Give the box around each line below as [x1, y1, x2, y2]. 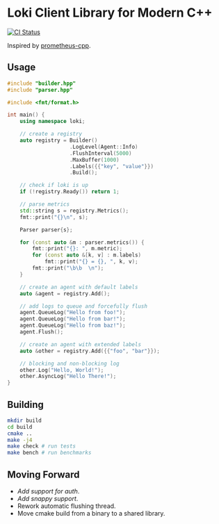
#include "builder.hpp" [7, 80, 76, 87]
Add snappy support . [17, 495, 79, 502]
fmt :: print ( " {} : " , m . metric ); [32, 245, 123, 252]
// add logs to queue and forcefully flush [19, 302, 148, 310]
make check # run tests [7, 443, 76, 450]
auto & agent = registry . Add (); [19, 290, 111, 297]
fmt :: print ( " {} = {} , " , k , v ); [44, 259, 138, 265]
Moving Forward [7, 468, 80, 480]
